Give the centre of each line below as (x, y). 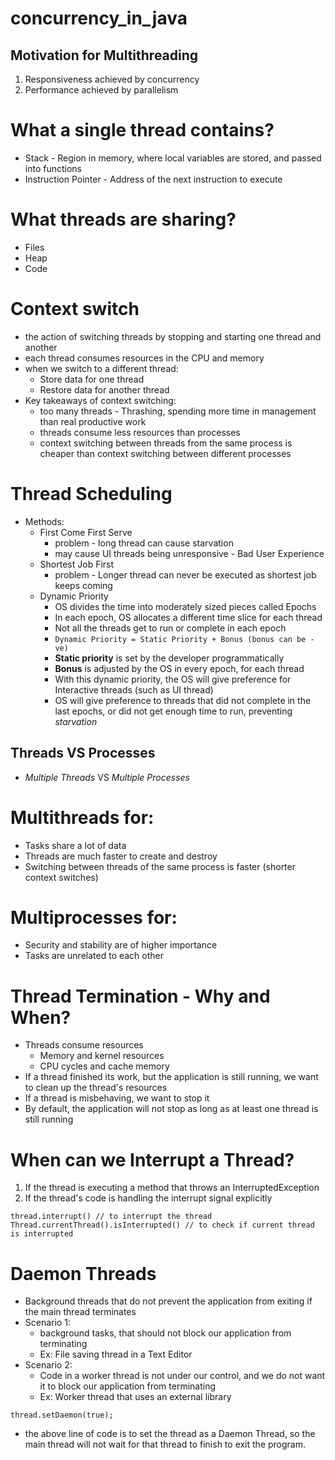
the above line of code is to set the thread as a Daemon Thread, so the (170, 1434)
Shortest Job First (77, 564)
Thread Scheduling (91, 494)
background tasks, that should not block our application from (165, 1333)
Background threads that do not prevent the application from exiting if (168, 1301)
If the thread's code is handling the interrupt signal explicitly (148, 1198)
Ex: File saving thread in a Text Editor (116, 1354)
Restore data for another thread (104, 389)
